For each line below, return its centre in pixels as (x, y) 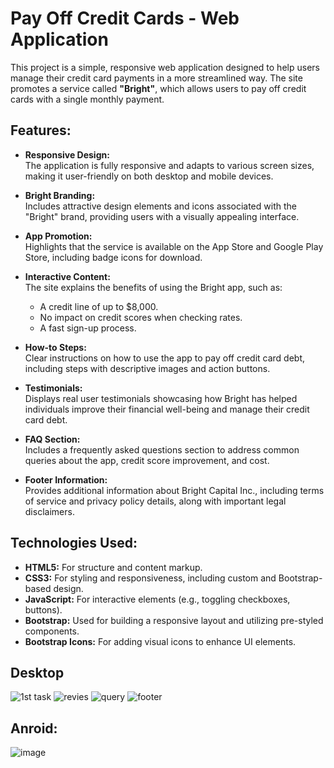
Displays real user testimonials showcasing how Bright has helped (161, 398)
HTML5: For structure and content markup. (113, 567)
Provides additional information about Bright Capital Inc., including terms (174, 490)
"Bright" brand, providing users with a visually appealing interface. (162, 216)
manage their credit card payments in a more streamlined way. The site (156, 78)
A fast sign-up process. (88, 328)
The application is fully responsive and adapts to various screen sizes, (169, 165)
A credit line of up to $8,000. (99, 306)
